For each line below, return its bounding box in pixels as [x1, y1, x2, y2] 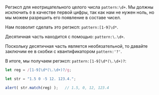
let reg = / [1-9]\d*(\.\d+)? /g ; [5, 67, 72, 72]
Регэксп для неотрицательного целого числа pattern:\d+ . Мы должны [5, 4, 154, 10]
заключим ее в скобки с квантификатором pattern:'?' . [5, 49, 122, 54]
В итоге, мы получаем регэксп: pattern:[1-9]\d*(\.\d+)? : [5, 58, 127, 63]
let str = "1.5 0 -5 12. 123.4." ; [5, 76, 77, 81]
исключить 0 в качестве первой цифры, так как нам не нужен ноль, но [5, 9, 155, 15]
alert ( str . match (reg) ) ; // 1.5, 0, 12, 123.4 [5, 85, 110, 90]
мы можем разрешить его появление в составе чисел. [5, 15, 121, 20]
